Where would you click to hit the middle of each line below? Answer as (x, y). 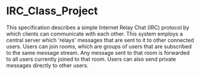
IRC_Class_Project (52, 11)
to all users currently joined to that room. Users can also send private (91, 59)
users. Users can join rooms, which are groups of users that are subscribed (99, 46)
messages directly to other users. (47, 65)
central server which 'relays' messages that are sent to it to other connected (100, 40)
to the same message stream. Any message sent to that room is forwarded (98, 52)
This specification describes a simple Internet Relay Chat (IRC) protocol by (98, 27)
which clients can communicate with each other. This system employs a (95, 33)
